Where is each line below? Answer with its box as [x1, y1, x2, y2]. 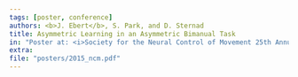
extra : [9, 46, 34, 55]
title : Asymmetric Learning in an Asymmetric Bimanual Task [9, 29, 237, 38]
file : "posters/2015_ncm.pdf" [9, 54, 122, 63]
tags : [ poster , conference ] [9, 12, 114, 22]
